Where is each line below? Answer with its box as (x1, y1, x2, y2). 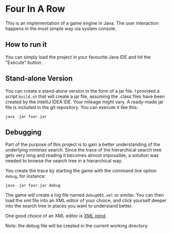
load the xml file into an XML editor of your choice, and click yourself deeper (5, 198, 167, 204)
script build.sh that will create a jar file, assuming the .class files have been (5, 93, 165, 99)
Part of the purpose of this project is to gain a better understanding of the (5, 141, 160, 147)
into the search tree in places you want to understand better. (5, 203, 133, 209)
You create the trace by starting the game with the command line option (5, 167, 157, 174)
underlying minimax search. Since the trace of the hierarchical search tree (5, 147, 162, 153)
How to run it (5, 40, 47, 49)
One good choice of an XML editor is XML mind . (5, 213, 107, 219)
